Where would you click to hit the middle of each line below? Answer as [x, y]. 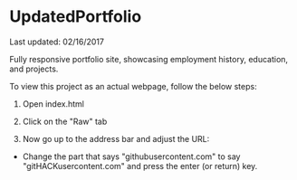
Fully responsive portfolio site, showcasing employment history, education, [148, 59]
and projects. [34, 69]
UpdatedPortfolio [76, 17]
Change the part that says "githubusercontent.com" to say [131, 156]
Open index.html [53, 104]
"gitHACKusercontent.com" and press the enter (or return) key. [140, 166]
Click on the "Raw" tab [65, 121]
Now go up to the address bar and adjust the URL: [116, 138]
